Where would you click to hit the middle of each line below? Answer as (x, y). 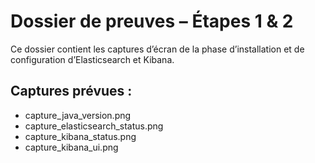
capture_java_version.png (78, 115)
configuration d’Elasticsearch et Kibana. (92, 59)
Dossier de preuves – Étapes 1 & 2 (152, 21)
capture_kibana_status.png (80, 136)
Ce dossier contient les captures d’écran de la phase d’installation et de (157, 49)
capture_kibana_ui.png (71, 147)
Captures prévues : (71, 91)
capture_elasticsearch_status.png (94, 126)
